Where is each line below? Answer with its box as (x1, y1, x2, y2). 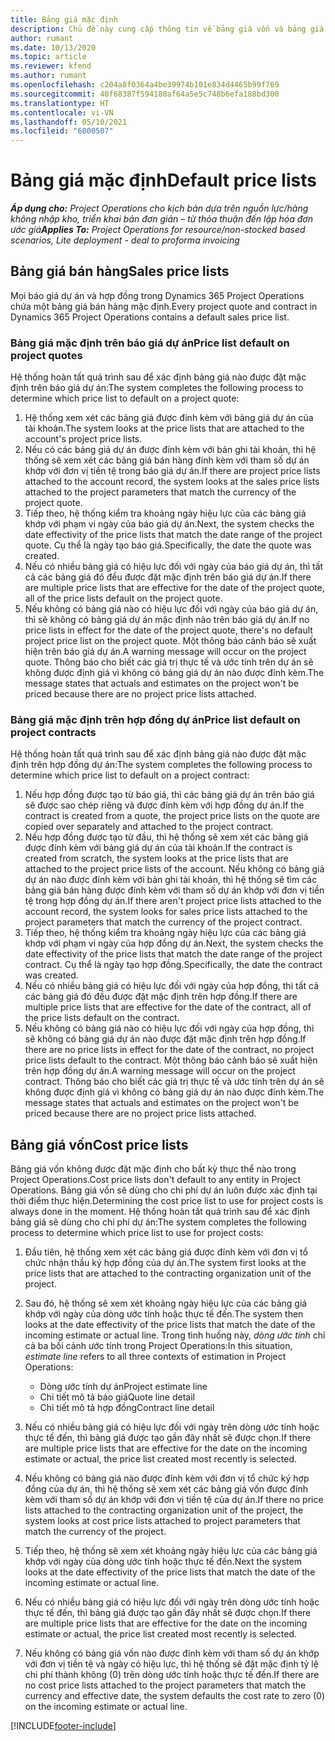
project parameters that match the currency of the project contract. (24, 916, 303, 928)
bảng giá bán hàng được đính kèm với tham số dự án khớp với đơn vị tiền (24, 884, 325, 896)
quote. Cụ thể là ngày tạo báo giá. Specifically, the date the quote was (24, 539, 312, 551)
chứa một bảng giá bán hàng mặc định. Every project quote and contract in (10, 300, 318, 312)
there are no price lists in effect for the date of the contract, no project (24, 1044, 315, 1056)
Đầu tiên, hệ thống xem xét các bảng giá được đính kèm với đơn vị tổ (24, 1246, 308, 1258)
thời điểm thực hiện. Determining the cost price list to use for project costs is (10, 1195, 324, 1207)
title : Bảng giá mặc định (10, 14, 118, 25)
